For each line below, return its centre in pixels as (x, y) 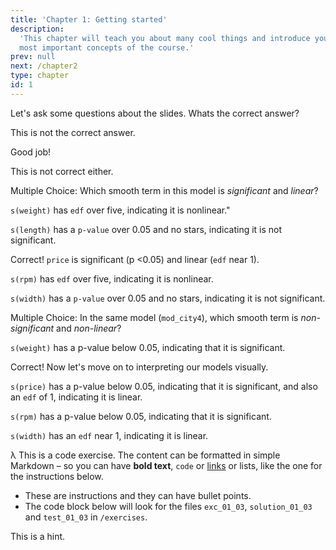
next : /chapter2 (44, 66)
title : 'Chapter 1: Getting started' (89, 19)
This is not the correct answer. (73, 132)
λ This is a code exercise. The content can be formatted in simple (145, 455)
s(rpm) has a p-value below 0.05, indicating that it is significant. (141, 416)
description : (37, 29)
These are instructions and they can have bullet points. (138, 495)
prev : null (33, 57)
